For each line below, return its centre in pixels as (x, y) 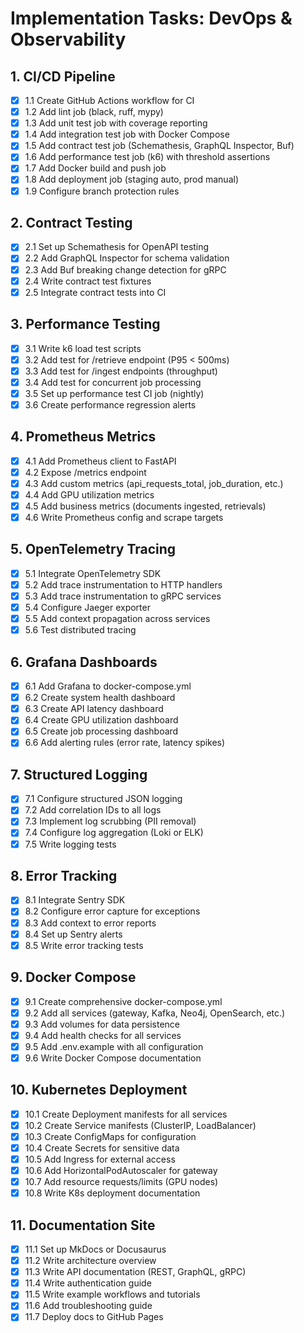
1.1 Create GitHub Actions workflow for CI (109, 100)
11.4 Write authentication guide (88, 1283)
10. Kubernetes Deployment (99, 1090)
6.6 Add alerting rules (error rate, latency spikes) (125, 743)
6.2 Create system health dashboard (100, 698)
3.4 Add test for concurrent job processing (113, 382)
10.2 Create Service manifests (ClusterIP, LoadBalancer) (140, 1125)
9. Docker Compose (73, 977)
